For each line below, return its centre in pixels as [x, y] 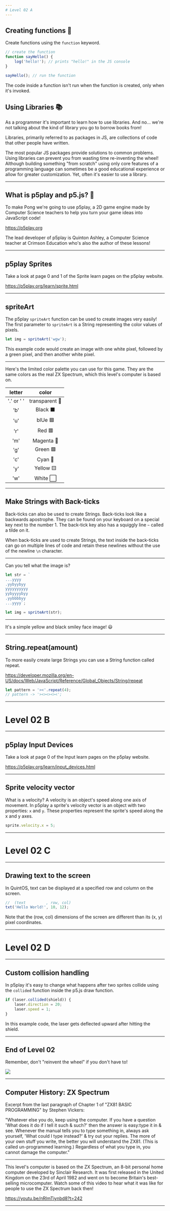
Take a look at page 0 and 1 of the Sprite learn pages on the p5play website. [84, 276]
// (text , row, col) [38, 903]
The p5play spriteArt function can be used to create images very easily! [81, 319]
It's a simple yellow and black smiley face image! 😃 [59, 627]
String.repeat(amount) [42, 647]
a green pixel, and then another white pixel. [50, 354]
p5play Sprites [29, 264]
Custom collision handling [47, 973]
